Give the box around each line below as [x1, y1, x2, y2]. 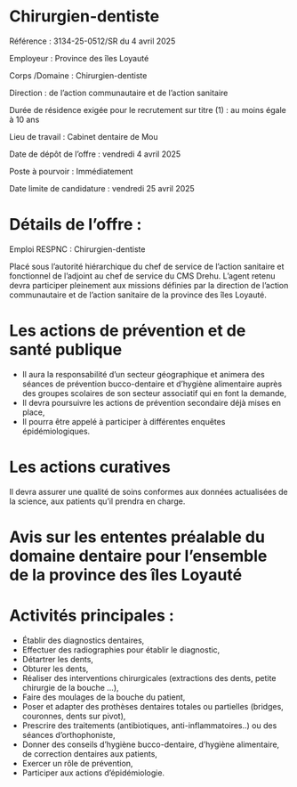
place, [21, 407, 45, 418]
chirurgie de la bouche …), [21, 682, 119, 693]
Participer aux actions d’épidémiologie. [21, 767, 165, 778]
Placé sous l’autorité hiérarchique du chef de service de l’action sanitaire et [9, 261, 285, 272]
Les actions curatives [9, 457, 171, 477]
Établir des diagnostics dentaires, [21, 635, 145, 645]
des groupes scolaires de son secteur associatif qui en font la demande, [21, 387, 287, 398]
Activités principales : [9, 605, 175, 626]
